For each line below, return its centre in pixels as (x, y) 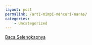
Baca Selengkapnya (25, 37)
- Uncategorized (31, 23)
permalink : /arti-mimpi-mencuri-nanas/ (46, 14)
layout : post (19, 10)
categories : (17, 19)
